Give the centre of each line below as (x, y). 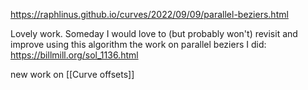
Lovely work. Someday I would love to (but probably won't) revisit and (154, 33)
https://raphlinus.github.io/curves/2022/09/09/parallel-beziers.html (149, 14)
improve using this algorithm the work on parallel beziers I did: (138, 44)
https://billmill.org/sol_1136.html (74, 55)
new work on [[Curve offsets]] (72, 74)
